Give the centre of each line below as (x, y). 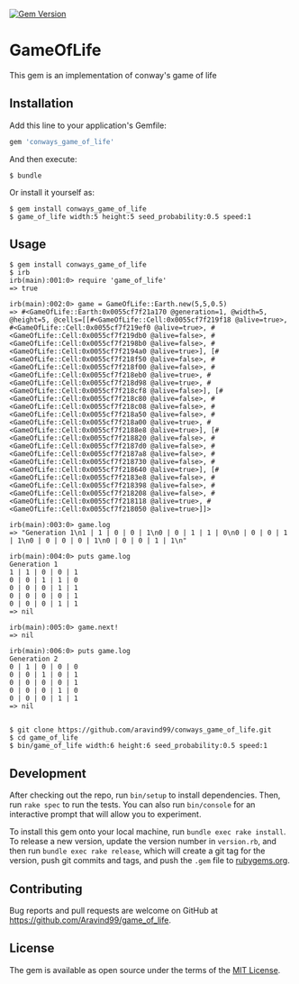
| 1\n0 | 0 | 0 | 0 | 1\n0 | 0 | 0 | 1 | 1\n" (98, 541)
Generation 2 (34, 659)
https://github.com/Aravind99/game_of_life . (90, 920)
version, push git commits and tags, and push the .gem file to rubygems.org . (150, 861)
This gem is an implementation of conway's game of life (113, 75)
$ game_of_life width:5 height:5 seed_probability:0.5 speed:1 (131, 216)
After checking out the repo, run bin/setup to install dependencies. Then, (145, 795)
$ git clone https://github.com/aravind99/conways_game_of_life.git (140, 730)
